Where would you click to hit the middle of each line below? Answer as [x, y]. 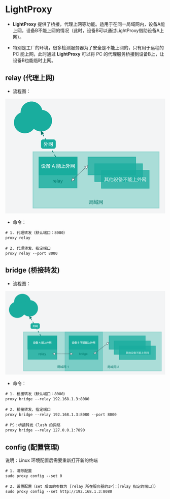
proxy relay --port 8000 [31, 253]
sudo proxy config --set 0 [34, 476]
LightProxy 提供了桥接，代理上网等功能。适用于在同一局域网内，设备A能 [89, 24]
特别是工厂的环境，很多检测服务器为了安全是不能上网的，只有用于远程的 [88, 47]
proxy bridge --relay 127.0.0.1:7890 [45, 430]
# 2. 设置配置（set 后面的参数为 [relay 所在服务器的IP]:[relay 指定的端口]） [82, 487]
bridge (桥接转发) [32, 270]
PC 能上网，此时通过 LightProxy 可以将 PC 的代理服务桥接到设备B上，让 [88, 54]
